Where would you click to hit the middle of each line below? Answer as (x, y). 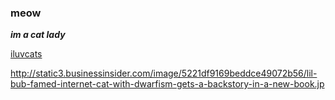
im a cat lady (38, 35)
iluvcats (26, 54)
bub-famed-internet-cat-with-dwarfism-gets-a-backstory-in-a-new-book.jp (167, 84)
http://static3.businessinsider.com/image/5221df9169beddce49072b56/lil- (164, 73)
